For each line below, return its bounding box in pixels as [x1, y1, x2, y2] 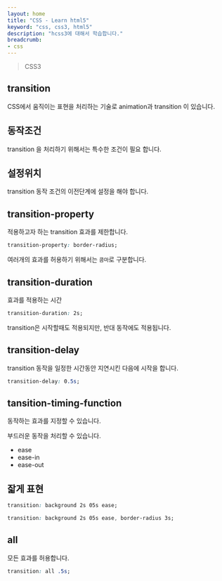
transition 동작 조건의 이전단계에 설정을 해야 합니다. [7, 187, 149, 196]
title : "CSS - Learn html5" [7, 17, 90, 24]
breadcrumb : [7, 37, 42, 44]
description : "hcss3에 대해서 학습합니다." [7, 30, 124, 37]
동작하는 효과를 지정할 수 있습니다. [7, 416, 101, 426]
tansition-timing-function [7, 397, 122, 409]
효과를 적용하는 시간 [7, 295, 62, 304]
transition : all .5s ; [7, 568, 71, 575]
